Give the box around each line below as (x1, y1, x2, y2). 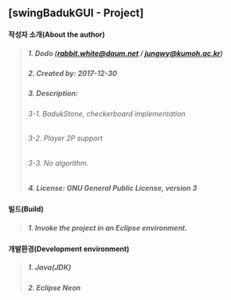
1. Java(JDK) (27, 262, 72, 272)
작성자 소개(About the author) (8, 30, 105, 39)
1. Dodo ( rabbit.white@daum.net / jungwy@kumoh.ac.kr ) (27, 48, 223, 58)
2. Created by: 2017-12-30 (27, 68, 118, 78)
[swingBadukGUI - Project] (8, 6, 144, 20)
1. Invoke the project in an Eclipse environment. (27, 223, 188, 232)
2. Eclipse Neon (27, 282, 81, 292)
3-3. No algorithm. (27, 158, 89, 168)
